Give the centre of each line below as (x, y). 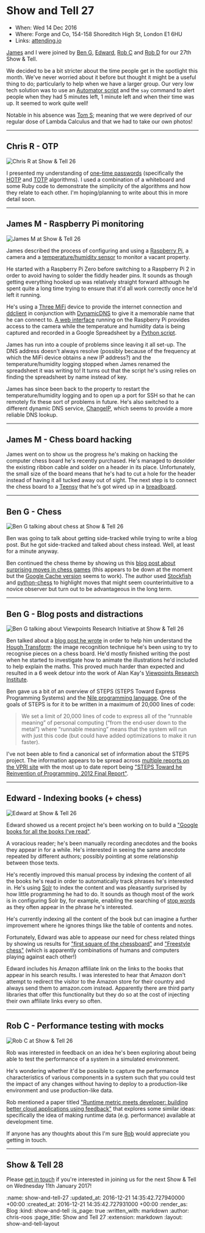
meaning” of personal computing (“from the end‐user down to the (104, 723)
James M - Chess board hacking (69, 440)
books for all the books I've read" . (49, 831)
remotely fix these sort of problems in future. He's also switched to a (92, 401)
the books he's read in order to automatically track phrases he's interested (100, 881)
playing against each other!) (41, 956)
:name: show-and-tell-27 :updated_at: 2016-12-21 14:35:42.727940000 (95, 1198)
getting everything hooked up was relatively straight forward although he (98, 282)
